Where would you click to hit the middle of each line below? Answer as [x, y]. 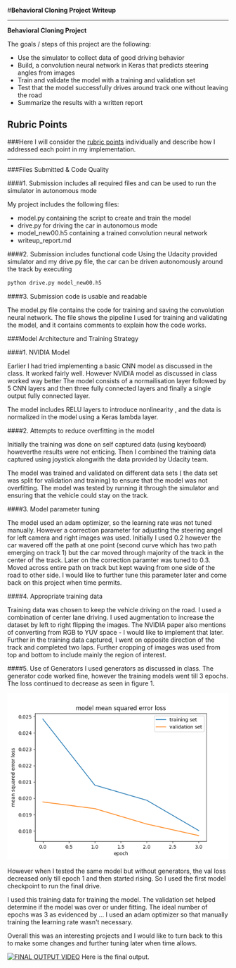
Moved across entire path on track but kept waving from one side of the [111, 567]
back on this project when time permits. [65, 582]
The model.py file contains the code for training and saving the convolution [116, 310]
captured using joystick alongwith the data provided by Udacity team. [108, 459]
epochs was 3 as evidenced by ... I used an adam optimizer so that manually [118, 914]
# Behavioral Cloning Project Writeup [62, 10]
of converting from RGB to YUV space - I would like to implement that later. [116, 632]
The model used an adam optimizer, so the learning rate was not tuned [110, 522]
